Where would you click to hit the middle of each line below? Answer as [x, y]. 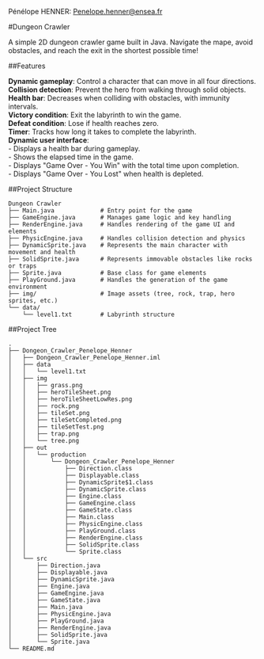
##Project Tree [32, 329]
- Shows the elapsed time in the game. [71, 157]
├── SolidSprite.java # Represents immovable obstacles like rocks [130, 259]
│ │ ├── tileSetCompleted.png [65, 420]
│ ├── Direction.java [55, 566]
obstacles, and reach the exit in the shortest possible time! [104, 50]
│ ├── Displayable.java [58, 573]
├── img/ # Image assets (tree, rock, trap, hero [122, 294]
